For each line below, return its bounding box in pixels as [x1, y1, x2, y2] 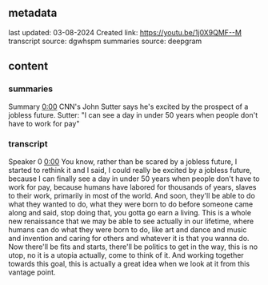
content [8, 59, 49, 73]
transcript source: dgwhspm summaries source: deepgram [8, 36, 202, 46]
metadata [8, 6, 58, 20]
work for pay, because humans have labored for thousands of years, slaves [8, 182, 257, 191]
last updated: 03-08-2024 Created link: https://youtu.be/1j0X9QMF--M [8, 27, 242, 37]
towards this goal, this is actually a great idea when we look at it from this [8, 259, 250, 268]
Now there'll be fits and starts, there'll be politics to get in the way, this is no [8, 242, 258, 251]
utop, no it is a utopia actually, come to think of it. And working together [8, 250, 244, 259]
